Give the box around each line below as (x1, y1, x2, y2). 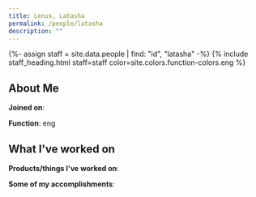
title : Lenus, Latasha (8, 11, 85, 20)
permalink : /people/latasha (8, 19, 104, 28)
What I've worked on (8, 142, 116, 156)
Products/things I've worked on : (8, 164, 119, 173)
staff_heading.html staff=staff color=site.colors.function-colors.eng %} (8, 58, 246, 67)
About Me (8, 81, 59, 95)
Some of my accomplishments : (8, 179, 115, 189)
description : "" (8, 27, 63, 35)
